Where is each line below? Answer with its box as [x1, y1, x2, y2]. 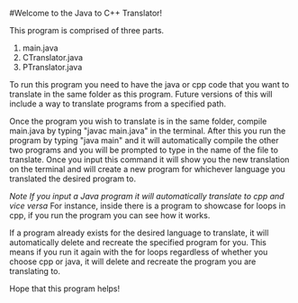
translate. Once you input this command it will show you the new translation [9, 154, 290, 165]
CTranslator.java [22, 52, 84, 62]
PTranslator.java [22, 62, 83, 72]
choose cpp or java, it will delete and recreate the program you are [9, 256, 257, 267]
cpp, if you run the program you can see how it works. [9, 210, 211, 220]
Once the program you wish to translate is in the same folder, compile [9, 116, 267, 126]
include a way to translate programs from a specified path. [9, 98, 227, 109]
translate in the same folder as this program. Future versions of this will [9, 89, 273, 99]
